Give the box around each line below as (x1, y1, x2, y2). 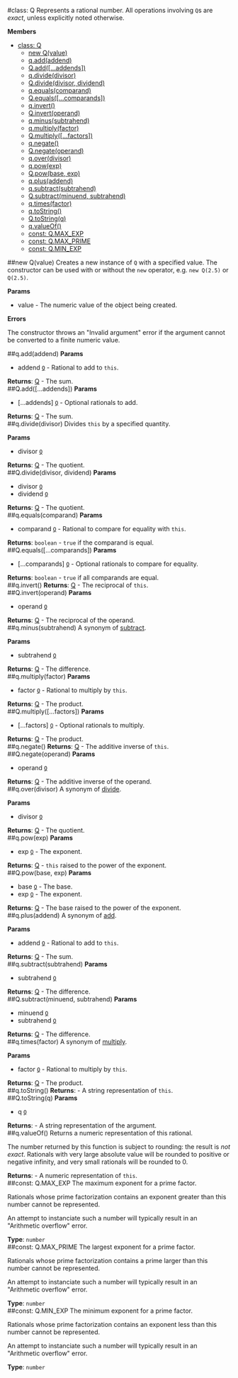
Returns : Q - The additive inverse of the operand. (7, 777, 152, 786)
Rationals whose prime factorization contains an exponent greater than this (7, 1193, 227, 1201)
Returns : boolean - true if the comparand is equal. (7, 538, 154, 547)
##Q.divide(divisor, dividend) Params (7, 468, 117, 477)
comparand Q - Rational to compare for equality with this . (17, 525, 186, 533)
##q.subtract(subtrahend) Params (7, 960, 108, 968)
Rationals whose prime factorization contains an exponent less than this (7, 1321, 217, 1328)
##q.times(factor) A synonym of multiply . (7, 1038, 127, 1045)
